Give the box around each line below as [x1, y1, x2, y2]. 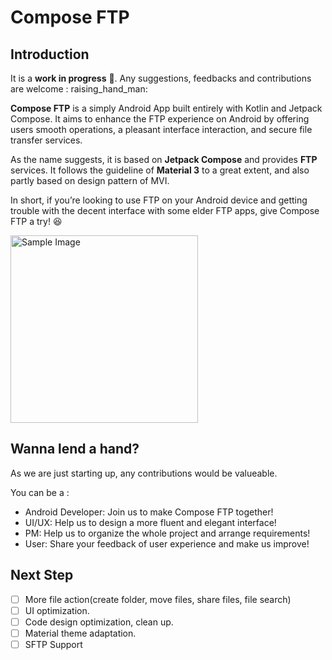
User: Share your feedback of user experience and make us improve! [24, 537, 310, 550]
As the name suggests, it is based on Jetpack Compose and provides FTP [10, 154, 318, 165]
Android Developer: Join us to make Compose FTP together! [24, 506, 274, 518]
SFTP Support [24, 638, 83, 650]
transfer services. [10, 134, 83, 146]
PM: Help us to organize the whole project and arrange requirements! [24, 527, 311, 539]
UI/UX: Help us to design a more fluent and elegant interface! [24, 516, 277, 528]
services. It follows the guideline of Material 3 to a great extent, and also [10, 164, 310, 176]
